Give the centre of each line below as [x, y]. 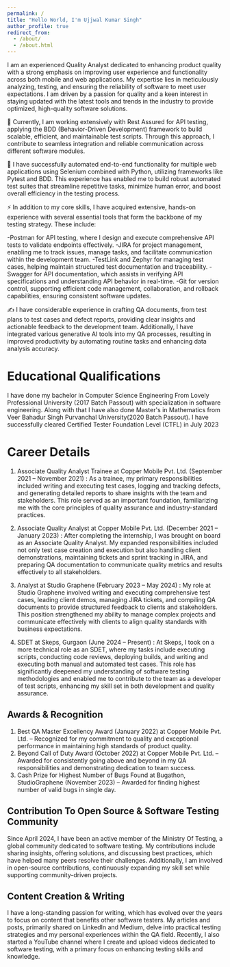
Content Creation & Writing [66, 896]
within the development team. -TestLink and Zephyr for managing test [105, 259]
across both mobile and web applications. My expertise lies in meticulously [113, 79]
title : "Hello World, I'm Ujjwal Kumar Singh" [75, 20]
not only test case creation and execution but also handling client [109, 550]
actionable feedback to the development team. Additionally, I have [100, 327]
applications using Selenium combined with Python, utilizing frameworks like [115, 171]
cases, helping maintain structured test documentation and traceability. [107, 267]
